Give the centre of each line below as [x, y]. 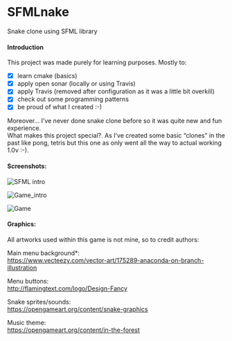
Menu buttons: [28, 281]
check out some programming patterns [73, 99]
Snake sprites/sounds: [39, 302]
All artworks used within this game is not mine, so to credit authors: [103, 239]
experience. [24, 128]
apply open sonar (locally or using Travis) [77, 84]
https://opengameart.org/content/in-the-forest [74, 330]
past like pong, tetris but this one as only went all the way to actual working [114, 143]
